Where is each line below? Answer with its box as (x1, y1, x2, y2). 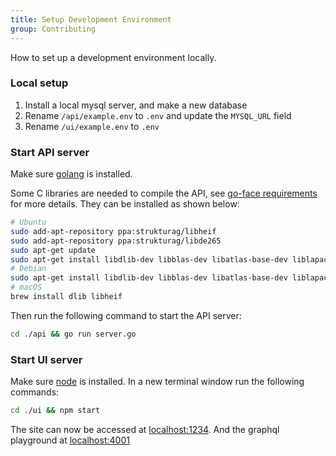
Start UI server (10, 352, 83, 366)
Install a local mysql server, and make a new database (24, 99, 248, 111)
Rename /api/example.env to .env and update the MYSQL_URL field (24, 109, 292, 121)
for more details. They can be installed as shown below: (10, 198, 240, 210)
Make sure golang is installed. (10, 168, 133, 180)
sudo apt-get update (10, 245, 97, 255)
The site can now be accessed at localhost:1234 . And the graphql (10, 424, 280, 436)
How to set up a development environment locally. (10, 51, 217, 63)
